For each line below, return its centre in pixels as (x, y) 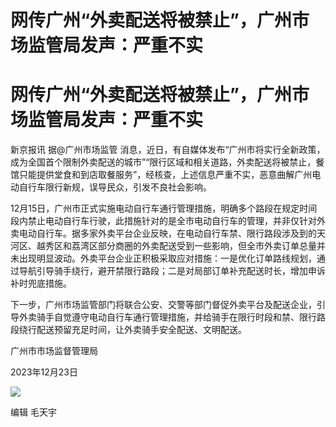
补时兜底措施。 (41, 283)
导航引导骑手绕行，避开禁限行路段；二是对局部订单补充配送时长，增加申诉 (172, 271)
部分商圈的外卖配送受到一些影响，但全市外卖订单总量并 (211, 246)
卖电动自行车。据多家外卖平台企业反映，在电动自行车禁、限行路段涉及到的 (163, 233)
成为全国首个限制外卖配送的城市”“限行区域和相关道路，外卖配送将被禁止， (163, 162)
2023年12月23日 (44, 372)
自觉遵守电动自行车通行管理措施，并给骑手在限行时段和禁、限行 (185, 317)
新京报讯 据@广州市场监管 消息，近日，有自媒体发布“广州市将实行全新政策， (168, 150)
